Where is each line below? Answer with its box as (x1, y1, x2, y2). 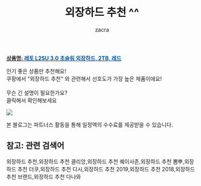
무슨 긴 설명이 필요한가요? (6, 89, 68, 96)
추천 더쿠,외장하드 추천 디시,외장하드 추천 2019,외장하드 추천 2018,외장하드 (17, 165, 196, 173)
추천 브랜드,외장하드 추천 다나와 (6, 173, 81, 180)
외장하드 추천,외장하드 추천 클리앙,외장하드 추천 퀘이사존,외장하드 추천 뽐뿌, (6, 157, 185, 165)
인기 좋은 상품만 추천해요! (6, 67, 67, 75)
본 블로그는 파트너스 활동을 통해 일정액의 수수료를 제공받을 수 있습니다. (6, 121, 173, 128)
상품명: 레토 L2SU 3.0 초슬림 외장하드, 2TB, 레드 (6, 54, 121, 61)
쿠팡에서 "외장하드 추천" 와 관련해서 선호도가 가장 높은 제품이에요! (6, 75, 162, 82)
